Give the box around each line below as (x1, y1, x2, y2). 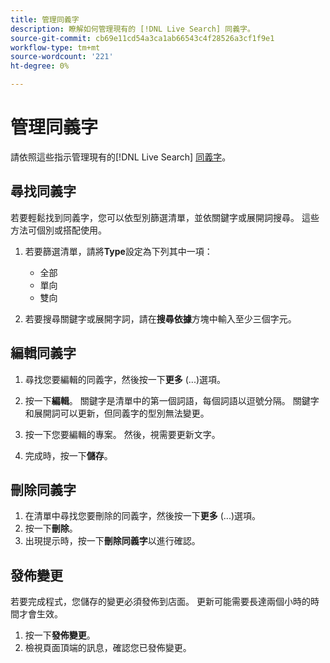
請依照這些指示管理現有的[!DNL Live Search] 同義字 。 (10, 151, 232, 163)
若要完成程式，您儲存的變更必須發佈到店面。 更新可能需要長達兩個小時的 (10, 596, 311, 608)
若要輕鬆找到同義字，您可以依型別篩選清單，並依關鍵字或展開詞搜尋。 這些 (10, 211, 320, 223)
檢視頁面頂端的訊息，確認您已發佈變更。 (24, 642, 192, 654)
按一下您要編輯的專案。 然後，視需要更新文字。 (24, 428, 221, 440)
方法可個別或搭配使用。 (10, 224, 107, 236)
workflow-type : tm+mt (10, 42, 101, 53)
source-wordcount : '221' (10, 52, 114, 62)
